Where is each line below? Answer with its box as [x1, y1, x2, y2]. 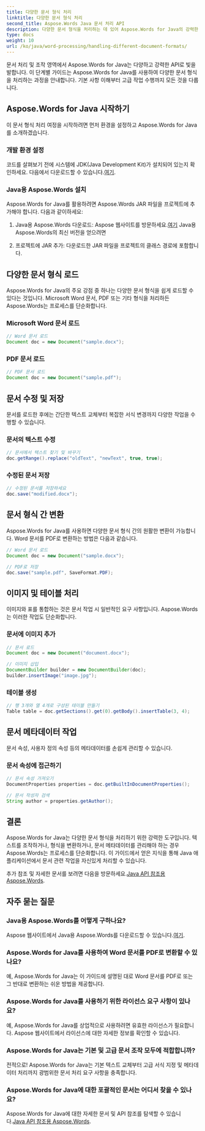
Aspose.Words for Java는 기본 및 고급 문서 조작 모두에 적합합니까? [6, 1046, 196, 1054]
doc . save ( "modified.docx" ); [6, 491, 78, 498]
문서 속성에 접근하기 [6, 761, 62, 770]
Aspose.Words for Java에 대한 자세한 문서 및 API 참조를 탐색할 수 [6, 1110, 165, 1117]
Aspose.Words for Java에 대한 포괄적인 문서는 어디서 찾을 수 [6, 1086, 179, 1094]
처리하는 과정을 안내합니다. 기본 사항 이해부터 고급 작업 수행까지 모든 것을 [12, 76, 188, 84]
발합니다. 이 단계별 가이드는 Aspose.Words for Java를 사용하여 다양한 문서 [6, 68, 186, 76]
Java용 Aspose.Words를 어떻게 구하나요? [6, 916, 126, 925]
